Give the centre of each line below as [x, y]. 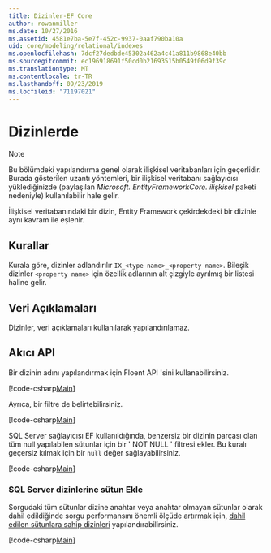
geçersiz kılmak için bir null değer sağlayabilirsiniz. [95, 452]
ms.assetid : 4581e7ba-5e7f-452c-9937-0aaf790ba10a [96, 39]
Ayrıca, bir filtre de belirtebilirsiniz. [66, 404]
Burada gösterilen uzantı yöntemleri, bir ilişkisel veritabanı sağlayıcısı [123, 179]
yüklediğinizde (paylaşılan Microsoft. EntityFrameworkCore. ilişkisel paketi [132, 187]
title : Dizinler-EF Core [50, 16]
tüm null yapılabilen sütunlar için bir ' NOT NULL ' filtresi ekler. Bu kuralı [127, 444]
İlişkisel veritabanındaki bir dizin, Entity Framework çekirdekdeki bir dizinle [133, 211]
